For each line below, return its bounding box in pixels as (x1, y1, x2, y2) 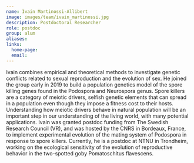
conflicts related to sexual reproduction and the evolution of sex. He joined (6, 75, 187, 82)
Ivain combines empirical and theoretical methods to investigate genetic (6, 68, 180, 75)
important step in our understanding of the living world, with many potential (6, 112, 189, 119)
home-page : (11, 47, 38, 53)
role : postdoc (6, 25, 41, 31)
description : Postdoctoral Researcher (6, 19, 101, 25)
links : (6, 42, 22, 48)
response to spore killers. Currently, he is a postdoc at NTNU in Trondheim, (6, 137, 188, 144)
